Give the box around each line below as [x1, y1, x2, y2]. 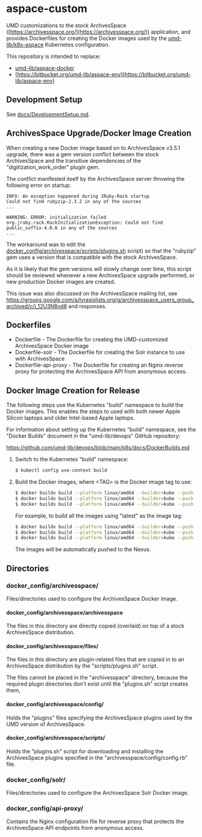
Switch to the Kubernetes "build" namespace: [14, 456, 128, 463]
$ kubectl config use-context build [14, 467, 107, 473]
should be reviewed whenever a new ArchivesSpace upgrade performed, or [6, 271, 195, 279]
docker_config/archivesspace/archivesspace [6, 608, 124, 616]
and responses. [68, 302, 107, 309]
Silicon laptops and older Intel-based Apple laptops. [6, 414, 135, 422]
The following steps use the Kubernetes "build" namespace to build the [6, 402, 184, 409]
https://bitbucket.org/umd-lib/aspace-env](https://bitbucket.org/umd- [17, 71, 191, 78]
